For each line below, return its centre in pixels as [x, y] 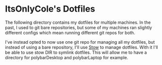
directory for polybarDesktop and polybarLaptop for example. [67, 57]
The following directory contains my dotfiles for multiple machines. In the [78, 22]
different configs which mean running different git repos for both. [70, 32]
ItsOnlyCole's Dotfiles [50, 9]
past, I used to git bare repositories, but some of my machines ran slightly [79, 27]
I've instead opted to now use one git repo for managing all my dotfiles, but [80, 42]
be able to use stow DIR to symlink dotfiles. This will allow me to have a [76, 52]
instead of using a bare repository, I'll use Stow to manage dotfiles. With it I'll [81, 47]
